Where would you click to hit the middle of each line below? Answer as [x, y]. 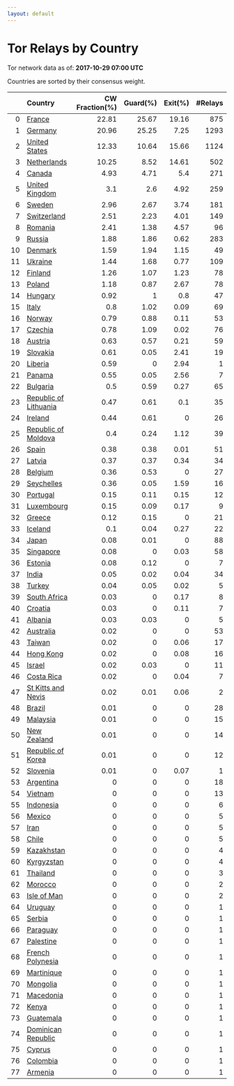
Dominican [44, 1029]
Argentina [43, 782]
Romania [41, 227]
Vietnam [40, 793]
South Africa [47, 597]
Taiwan [39, 642]
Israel [36, 665]
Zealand [40, 739]
